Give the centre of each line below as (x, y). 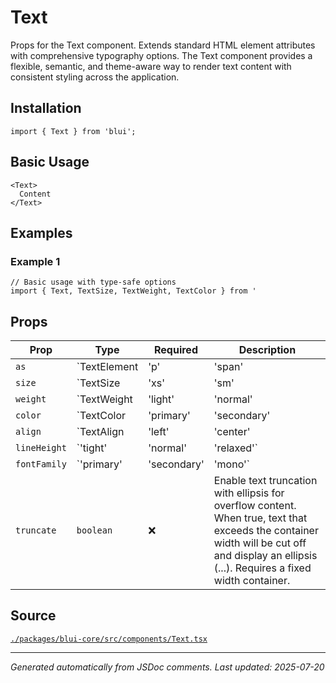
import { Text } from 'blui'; (73, 131)
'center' (232, 432)
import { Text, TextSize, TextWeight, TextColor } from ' (133, 291)
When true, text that (260, 518)
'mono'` (231, 464)
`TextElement (107, 367)
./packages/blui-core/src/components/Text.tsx (109, 639)
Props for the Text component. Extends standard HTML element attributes (163, 45)
